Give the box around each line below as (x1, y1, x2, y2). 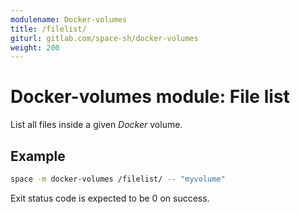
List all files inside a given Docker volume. (10, 119, 183, 131)
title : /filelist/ (10, 24, 87, 34)
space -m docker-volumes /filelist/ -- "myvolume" (10, 174, 226, 184)
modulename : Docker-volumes (10, 14, 128, 25)
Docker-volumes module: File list (10, 86, 290, 108)
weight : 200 (10, 42, 60, 53)
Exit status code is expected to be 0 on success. (10, 192, 210, 204)
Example (10, 147, 66, 165)
